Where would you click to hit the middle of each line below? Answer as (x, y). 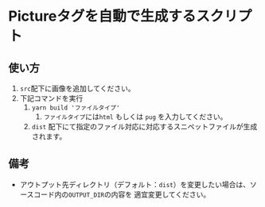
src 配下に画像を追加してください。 (77, 88)
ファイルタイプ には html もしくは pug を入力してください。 (135, 117)
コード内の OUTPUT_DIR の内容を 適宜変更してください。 (122, 194)
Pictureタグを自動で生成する (102, 16)
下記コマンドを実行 (51, 98)
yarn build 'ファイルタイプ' (76, 108)
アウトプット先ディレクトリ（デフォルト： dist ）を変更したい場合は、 (135, 184)
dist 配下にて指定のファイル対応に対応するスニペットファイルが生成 (144, 126)
